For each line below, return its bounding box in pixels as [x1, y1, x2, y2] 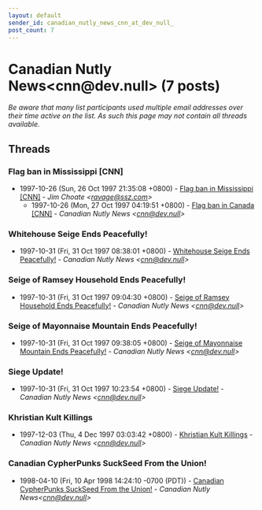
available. [8, 120, 41, 129]
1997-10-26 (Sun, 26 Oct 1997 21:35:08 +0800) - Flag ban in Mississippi [19, 184, 254, 193]
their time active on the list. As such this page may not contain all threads [8, 111, 248, 120]
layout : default [8, 11, 61, 20]
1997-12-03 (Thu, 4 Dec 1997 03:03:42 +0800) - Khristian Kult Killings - [19, 430, 253, 439]
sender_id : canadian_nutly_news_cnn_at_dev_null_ [8, 19, 175, 27]
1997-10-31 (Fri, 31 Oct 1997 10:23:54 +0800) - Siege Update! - [19, 384, 224, 394]
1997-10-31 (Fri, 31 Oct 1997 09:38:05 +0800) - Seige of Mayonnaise [19, 338, 243, 347]
